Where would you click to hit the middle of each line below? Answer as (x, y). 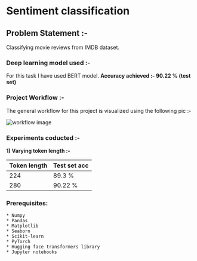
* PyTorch (19, 242)
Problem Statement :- (47, 33)
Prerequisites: (27, 203)
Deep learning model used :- (48, 63)
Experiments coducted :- (43, 137)
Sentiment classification (68, 11)
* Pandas (17, 221)
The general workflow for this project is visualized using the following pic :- (99, 110)
